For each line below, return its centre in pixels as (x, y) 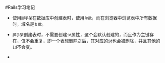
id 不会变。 (23, 47)
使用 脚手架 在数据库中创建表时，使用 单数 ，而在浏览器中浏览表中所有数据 (84, 18)
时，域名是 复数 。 (29, 24)
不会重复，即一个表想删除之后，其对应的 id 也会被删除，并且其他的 (93, 41)
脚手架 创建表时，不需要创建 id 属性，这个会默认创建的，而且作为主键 (81, 34)
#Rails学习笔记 (20, 7)
